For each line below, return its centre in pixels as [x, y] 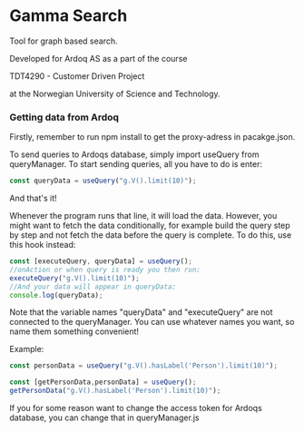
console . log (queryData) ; [56, 295]
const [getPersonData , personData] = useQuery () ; [103, 382]
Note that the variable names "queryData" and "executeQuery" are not [142, 312]
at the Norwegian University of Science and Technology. [115, 93]
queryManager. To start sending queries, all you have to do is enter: [136, 164]
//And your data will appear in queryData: [93, 287]
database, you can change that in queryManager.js [104, 417]
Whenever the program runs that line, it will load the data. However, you [143, 216]
